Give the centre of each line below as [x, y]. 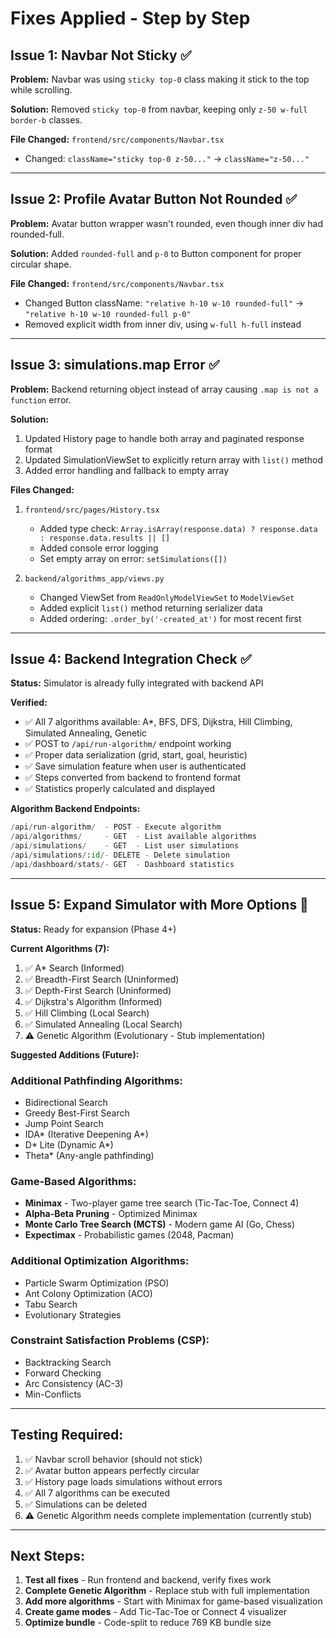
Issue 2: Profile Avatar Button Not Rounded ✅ [154, 199]
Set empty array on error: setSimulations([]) [133, 558]
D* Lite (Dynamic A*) [69, 1144]
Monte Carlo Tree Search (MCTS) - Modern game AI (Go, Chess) [160, 1224]
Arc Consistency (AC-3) [74, 1383]
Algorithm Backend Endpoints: [75, 809]
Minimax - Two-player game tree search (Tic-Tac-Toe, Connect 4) [162, 1203]
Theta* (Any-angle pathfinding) [89, 1155]
